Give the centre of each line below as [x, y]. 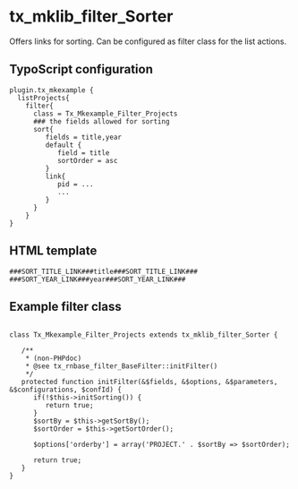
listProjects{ [43, 98]
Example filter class [66, 306]
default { [64, 145]
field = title [83, 153]
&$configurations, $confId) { [66, 390]
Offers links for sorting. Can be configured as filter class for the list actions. [148, 41]
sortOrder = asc [87, 160]
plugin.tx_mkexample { [51, 90]
